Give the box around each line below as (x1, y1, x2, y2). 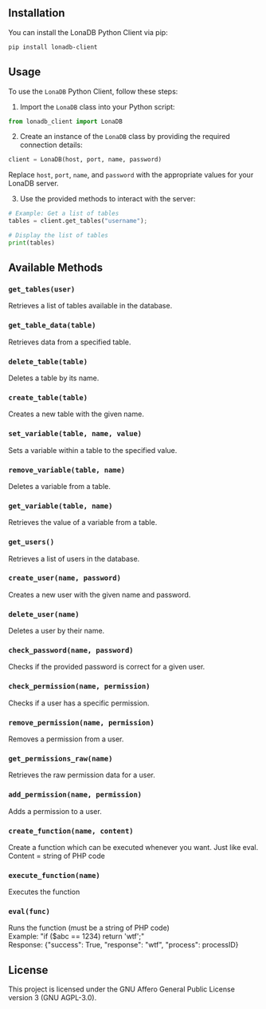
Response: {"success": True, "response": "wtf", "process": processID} (8, 940, 239, 950)
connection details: (19, 140, 83, 150)
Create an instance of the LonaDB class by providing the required (19, 132, 231, 141)
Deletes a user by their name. (8, 626, 105, 636)
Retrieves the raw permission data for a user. (8, 770, 155, 780)
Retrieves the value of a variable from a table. (8, 518, 158, 527)
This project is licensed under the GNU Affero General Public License (8, 984, 235, 994)
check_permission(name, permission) (8, 682, 151, 691)
